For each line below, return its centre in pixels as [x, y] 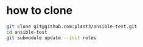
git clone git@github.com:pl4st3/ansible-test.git [72, 27]
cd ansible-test [27, 32]
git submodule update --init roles [51, 38]
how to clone [40, 11]
